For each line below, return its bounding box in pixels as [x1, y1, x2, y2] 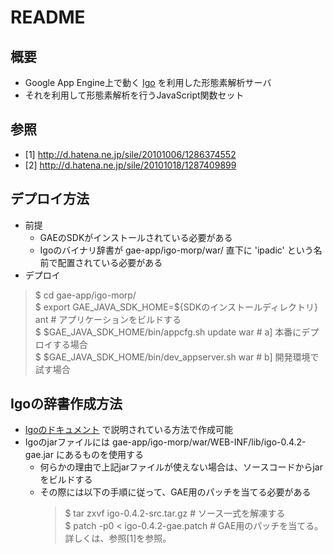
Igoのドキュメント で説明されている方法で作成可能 [24, 424, 234, 436]
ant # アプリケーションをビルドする [34, 313, 182, 325]
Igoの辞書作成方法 [10, 396, 123, 413]
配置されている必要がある [57, 256, 163, 268]
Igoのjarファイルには [24, 436, 111, 448]
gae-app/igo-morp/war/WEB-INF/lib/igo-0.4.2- [111, 436, 307, 448]
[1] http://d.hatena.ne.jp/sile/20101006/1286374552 [24, 148, 237, 160]
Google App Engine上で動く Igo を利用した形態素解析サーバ [24, 77, 272, 88]
